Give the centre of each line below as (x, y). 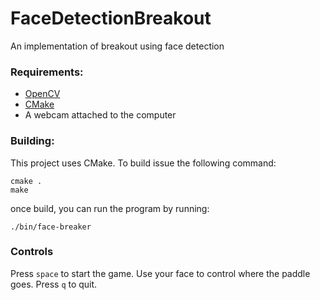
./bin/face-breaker (51, 227)
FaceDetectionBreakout (111, 18)
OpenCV (42, 94)
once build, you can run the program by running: (110, 208)
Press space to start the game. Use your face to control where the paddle (160, 273)
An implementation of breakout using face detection (117, 46)
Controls (32, 252)
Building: (32, 141)
